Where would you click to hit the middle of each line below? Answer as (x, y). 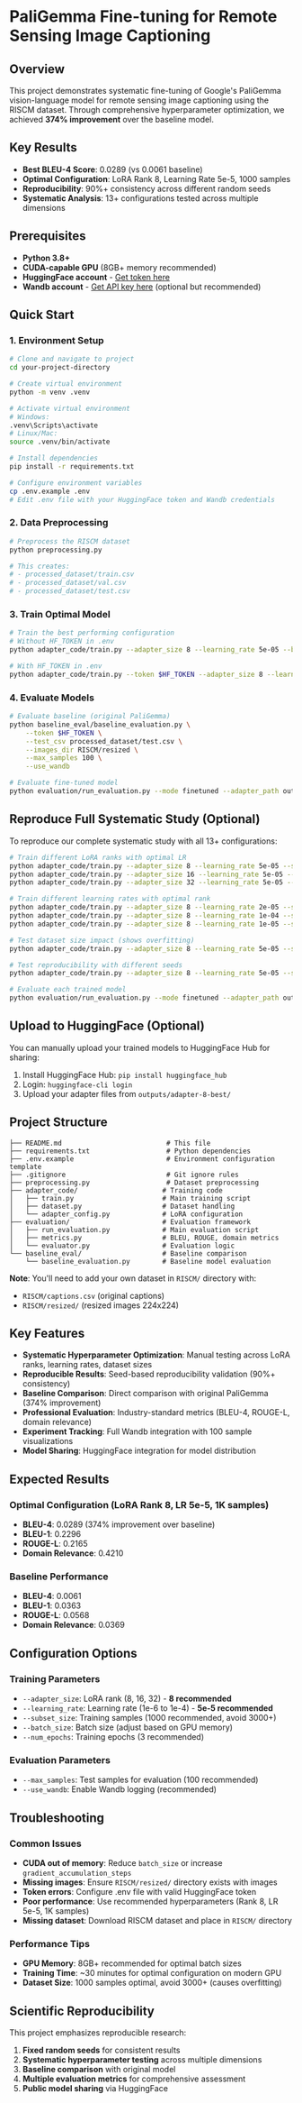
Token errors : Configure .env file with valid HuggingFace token (139, 1892)
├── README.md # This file (110, 1143)
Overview (37, 69)
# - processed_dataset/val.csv (68, 583)
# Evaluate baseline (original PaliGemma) (90, 717)
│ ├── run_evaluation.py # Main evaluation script (134, 1230)
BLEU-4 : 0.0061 (52, 1596)
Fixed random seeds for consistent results (102, 2050)
